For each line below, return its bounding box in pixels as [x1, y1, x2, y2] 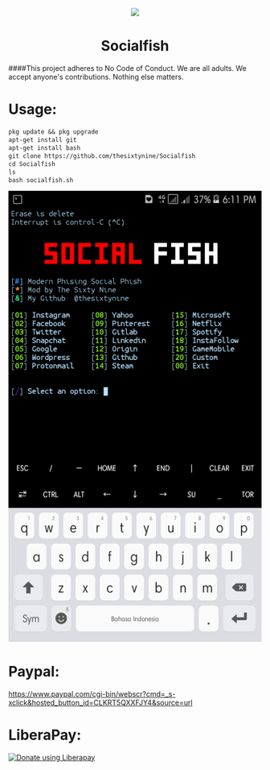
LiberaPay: [8, 726, 82, 744]
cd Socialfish [8, 159, 56, 168]
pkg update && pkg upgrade [8, 127, 99, 136]
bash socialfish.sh [8, 176, 74, 184]
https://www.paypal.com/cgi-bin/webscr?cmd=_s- [8, 689, 176, 698]
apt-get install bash [8, 143, 81, 152]
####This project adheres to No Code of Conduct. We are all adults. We [8, 63, 247, 72]
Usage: [8, 101, 58, 118]
